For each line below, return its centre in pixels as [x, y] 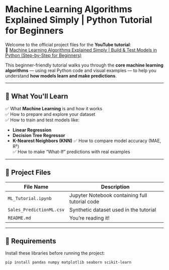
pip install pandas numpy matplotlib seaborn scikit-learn [68, 262]
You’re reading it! [90, 218]
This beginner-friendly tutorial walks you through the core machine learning [84, 65]
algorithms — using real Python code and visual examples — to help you [81, 70]
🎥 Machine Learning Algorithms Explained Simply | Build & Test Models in [81, 50]
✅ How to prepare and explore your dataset [50, 114]
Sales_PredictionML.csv [36, 210]
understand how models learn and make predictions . [61, 76]
